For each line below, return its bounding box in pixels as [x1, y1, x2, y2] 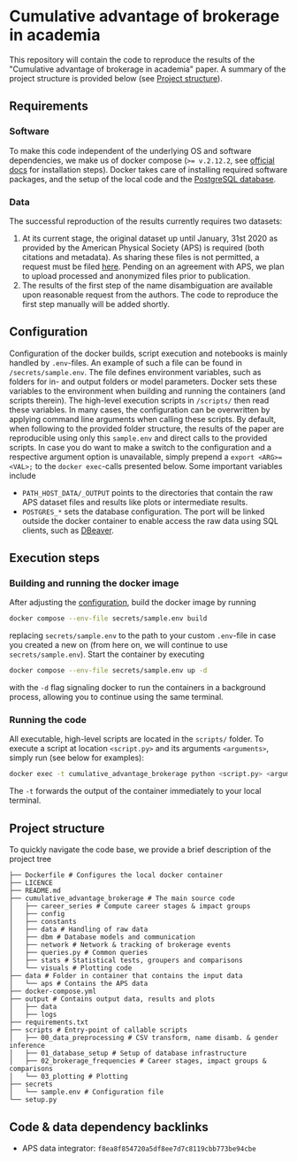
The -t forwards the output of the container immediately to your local [9, 786, 262, 796]
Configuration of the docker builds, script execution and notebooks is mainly [9, 348, 288, 358]
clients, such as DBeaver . [21, 525, 115, 535]
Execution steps [9, 550, 100, 566]
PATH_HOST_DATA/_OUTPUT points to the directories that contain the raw [21, 487, 274, 497]
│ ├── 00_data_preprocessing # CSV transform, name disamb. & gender [9, 1034, 278, 1043]
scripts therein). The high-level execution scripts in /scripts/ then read [9, 395, 270, 405]
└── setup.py [9, 1096, 57, 1104]
